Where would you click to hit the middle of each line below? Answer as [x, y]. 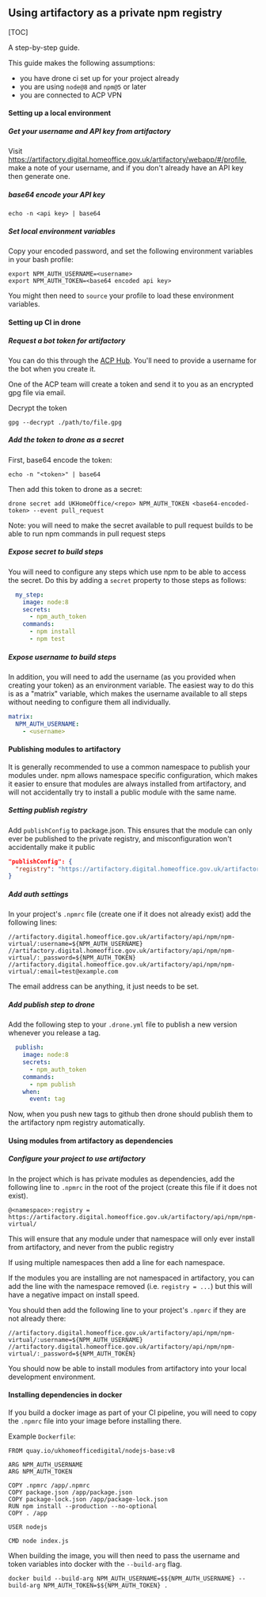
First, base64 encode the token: [60, 459]
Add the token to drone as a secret [66, 440]
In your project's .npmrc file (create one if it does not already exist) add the [130, 914]
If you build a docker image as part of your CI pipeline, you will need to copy [133, 1412]
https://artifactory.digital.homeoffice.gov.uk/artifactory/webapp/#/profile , [127, 160]
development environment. [52, 1377]
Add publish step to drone [51, 1004]
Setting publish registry [48, 810]
